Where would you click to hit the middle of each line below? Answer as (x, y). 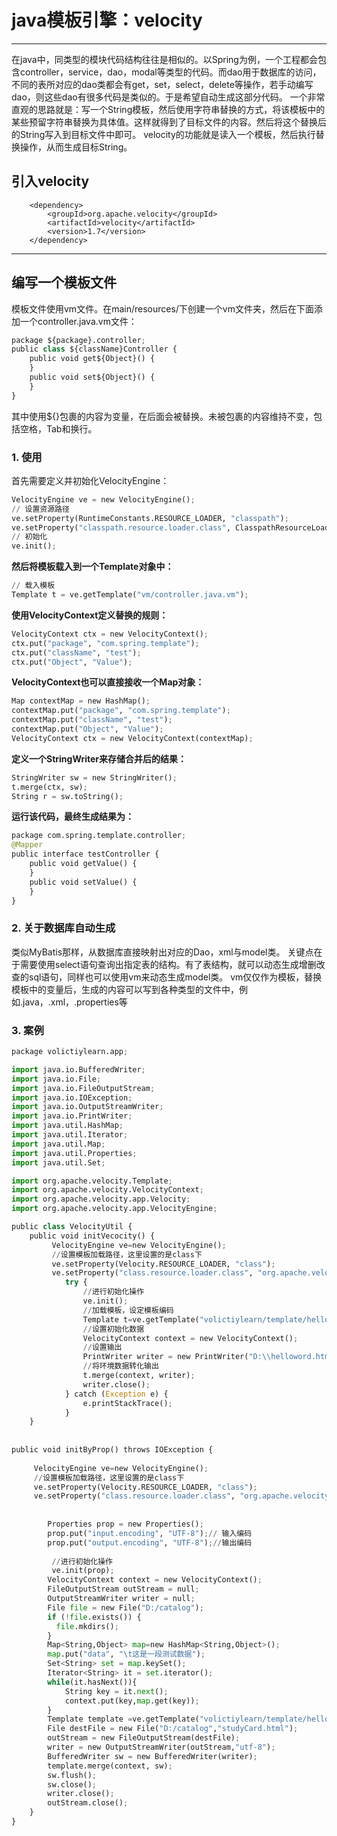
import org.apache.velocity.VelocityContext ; (107, 1190)
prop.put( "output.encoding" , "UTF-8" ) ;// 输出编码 (150, 1542)
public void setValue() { (83, 882)
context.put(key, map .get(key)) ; (132, 1701)
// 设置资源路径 (40, 509)
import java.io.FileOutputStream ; (83, 1088)
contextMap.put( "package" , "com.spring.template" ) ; (121, 711)
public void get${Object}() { (92, 359)
